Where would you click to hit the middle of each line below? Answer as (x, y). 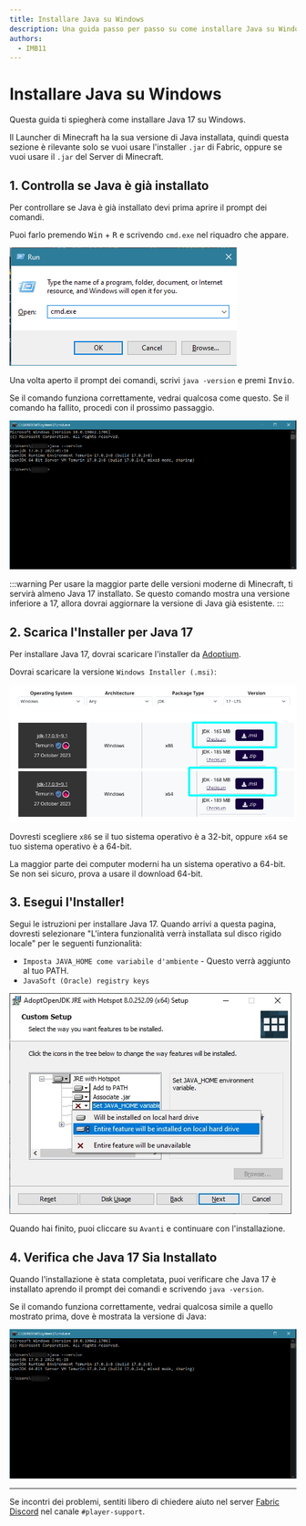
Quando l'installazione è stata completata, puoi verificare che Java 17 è (143, 1280)
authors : (26, 38)
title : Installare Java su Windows (77, 19)
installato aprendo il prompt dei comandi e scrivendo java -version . (137, 1289)
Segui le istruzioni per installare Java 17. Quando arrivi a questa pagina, (143, 924)
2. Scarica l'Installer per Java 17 (102, 632)
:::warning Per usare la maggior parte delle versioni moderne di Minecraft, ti (151, 584)
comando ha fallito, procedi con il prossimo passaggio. (112, 408)
